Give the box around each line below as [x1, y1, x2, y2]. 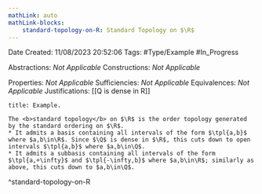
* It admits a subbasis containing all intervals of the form [8, 150, 216, 158]
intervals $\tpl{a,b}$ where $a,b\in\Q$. [8, 143, 146, 151]
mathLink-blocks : [8, 19, 65, 27]
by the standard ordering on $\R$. [8, 123, 125, 130]
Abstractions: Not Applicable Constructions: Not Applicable [8, 63, 201, 72]
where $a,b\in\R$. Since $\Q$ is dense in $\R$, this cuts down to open [8, 136, 251, 144]
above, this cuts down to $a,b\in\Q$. [8, 163, 135, 171]
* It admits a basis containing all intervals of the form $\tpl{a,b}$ [8, 129, 247, 137]
